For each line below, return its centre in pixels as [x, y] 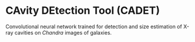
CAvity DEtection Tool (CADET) [83, 11]
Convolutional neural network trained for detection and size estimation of [94, 26]
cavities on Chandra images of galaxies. [63, 32]
